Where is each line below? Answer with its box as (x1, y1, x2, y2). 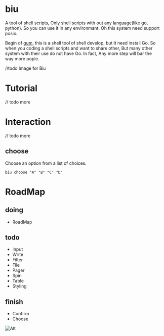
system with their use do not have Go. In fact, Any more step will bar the (5, 50, 152, 56)
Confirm (12, 311, 30, 317)
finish (5, 297, 23, 306)
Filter (12, 257, 23, 263)
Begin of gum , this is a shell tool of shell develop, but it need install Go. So (5, 40, 156, 46)
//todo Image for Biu (5, 65, 46, 71)
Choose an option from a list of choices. (5, 160, 86, 166)
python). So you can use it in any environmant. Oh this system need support (5, 25, 160, 31)
